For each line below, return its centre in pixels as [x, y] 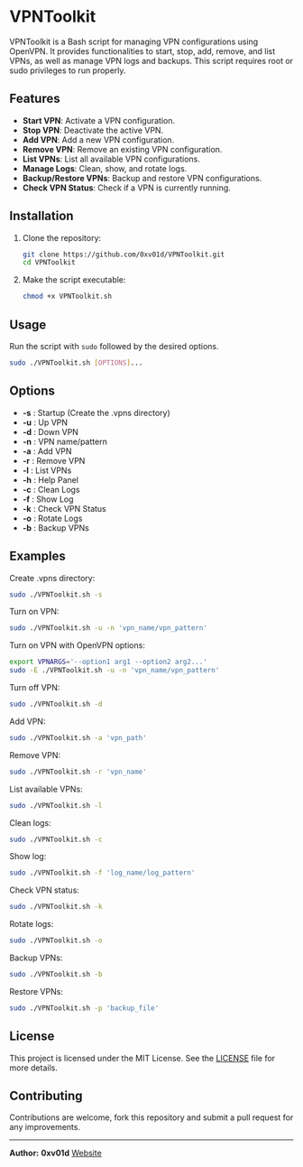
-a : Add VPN [47, 451]
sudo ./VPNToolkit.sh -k [56, 907]
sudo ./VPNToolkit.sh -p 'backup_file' [84, 1008]
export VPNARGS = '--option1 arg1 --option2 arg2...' [108, 662]
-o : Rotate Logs [52, 518]
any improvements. [45, 1127]
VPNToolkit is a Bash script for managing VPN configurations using [134, 42]
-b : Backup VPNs [56, 528]
